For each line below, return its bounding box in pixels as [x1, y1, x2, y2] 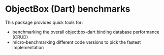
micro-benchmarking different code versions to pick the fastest [12, 39, 141, 45]
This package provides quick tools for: [5, 19, 83, 25]
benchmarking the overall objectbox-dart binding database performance [12, 29, 160, 35]
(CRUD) [12, 34, 28, 40]
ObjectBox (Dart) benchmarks [5, 3, 131, 15]
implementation [12, 44, 44, 50]
